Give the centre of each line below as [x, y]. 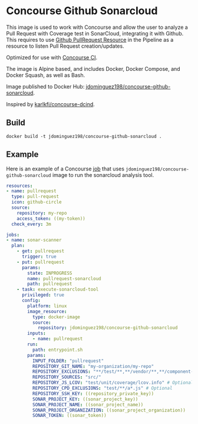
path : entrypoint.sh [57, 350]
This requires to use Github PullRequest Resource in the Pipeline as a [90, 40]
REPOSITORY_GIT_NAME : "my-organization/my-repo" [93, 366]
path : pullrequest [50, 284]
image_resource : [47, 311]
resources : [19, 186]
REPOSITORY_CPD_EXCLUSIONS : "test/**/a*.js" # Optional [102, 388]
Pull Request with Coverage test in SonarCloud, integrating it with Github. [95, 33]
